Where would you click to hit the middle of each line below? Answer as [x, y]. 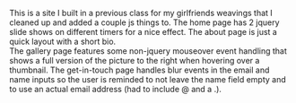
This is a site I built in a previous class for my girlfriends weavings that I [141, 13]
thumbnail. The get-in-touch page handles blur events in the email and [139, 70]
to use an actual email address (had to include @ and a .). [116, 89]
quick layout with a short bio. [63, 41]
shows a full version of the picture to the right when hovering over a [135, 60]
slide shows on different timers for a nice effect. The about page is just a [144, 32]
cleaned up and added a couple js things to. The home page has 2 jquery [144, 22]
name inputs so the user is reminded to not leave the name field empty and [148, 79]
